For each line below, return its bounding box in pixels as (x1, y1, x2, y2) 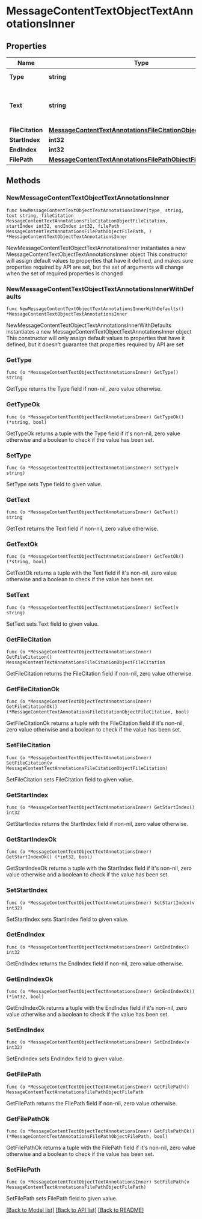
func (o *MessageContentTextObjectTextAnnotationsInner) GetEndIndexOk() (6, 989, 195, 995)
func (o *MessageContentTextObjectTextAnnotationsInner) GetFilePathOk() (6, 1128, 195, 1134)
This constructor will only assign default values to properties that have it (6, 334, 185, 341)
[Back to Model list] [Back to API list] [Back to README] (6, 1206, 144, 1214)
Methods (6, 176, 41, 186)
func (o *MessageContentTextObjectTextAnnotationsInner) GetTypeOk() (6, 414, 185, 420)
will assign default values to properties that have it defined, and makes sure (6, 257, 194, 264)
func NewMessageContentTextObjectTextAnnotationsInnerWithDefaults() (6, 305, 185, 312)
